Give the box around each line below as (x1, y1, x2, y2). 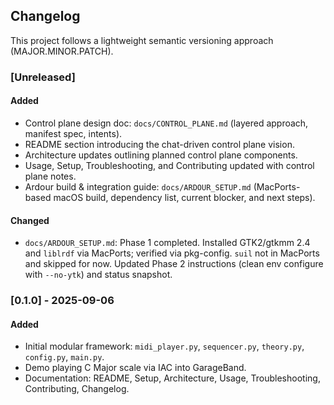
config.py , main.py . (24, 351, 105, 363)
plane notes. (24, 170, 77, 182)
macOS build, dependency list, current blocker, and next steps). (53, 191, 316, 203)
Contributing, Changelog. (24, 383, 130, 395)
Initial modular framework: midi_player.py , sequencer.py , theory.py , (24, 340, 305, 353)
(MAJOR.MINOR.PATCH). (10, 45, 114, 57)
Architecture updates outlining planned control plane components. (24, 149, 298, 161)
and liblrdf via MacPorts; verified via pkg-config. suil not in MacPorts (24, 247, 320, 259)
